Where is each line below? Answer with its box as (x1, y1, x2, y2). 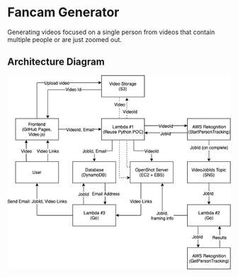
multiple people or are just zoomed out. (7, 35, 123, 43)
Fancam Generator (7, 4, 120, 21)
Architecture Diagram (7, 56, 105, 68)
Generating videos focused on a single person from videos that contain (7, 28, 215, 36)
